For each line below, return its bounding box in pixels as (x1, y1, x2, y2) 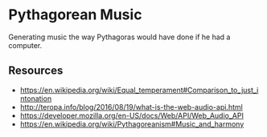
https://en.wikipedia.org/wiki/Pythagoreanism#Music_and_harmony (19, 119, 244, 129)
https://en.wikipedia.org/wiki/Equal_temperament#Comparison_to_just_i (19, 85, 259, 95)
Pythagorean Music (8, 6, 142, 24)
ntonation (19, 94, 52, 103)
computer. (8, 40, 43, 50)
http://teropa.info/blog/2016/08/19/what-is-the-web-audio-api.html (19, 102, 243, 111)
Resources (8, 64, 64, 78)
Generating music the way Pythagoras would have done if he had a (8, 32, 231, 42)
